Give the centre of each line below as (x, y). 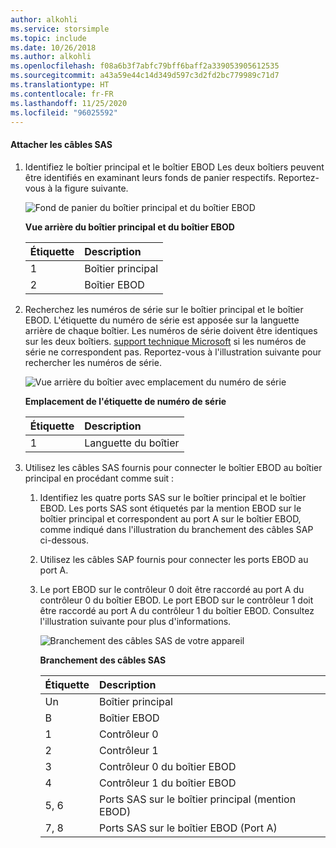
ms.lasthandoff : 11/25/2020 (69, 103)
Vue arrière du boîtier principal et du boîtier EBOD (129, 227)
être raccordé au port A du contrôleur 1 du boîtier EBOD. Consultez (177, 610)
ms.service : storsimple (60, 29)
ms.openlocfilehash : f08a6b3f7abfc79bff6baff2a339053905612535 (145, 66)
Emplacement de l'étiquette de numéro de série (125, 401)
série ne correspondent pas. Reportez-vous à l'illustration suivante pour (173, 352)
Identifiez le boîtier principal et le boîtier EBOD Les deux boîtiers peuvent (174, 167)
